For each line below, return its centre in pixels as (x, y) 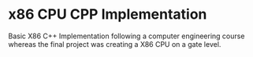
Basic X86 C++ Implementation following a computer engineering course (126, 36)
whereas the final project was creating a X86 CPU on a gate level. (115, 44)
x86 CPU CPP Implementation (108, 14)
